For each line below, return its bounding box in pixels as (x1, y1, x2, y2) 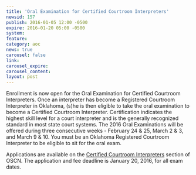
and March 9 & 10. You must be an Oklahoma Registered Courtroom (6, 133, 170, 140)
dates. (6, 163, 22, 170)
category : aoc (6, 42, 41, 47)
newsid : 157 (6, 14, 35, 20)
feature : (6, 36, 28, 42)
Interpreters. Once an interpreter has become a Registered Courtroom (6, 96, 175, 103)
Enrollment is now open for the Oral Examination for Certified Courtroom (6, 90, 181, 97)
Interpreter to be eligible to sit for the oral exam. (6, 140, 122, 147)
